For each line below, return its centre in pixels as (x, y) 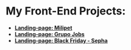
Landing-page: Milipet (43, 28)
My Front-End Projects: (66, 11)
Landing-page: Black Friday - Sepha (61, 40)
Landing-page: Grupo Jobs (49, 34)
